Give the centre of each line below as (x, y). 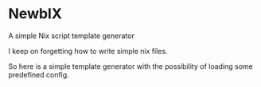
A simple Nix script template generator (72, 36)
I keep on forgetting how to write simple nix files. (88, 51)
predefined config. (39, 74)
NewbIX (35, 14)
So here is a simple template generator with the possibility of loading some (130, 66)
